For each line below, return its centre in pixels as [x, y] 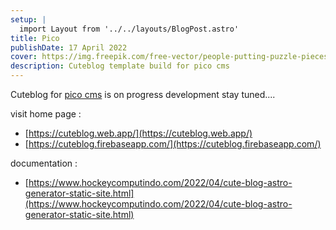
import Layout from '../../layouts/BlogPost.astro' [129, 29]
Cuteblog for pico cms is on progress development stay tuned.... [143, 94]
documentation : [44, 163]
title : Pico [35, 38]
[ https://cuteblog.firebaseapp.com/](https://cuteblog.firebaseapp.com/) [173, 144]
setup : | [28, 19]
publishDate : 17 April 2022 [69, 47]
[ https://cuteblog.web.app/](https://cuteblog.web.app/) [138, 133]
